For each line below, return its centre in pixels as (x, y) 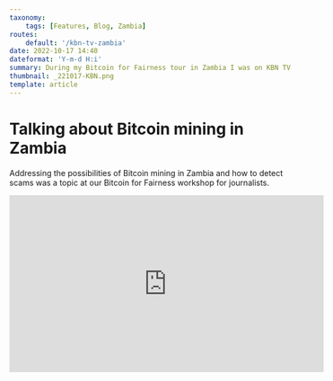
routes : (24, 34)
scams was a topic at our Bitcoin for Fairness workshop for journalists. (140, 182)
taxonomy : (28, 18)
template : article (44, 84)
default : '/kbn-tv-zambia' (76, 43)
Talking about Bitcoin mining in (127, 129)
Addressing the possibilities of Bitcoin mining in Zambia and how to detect (146, 173)
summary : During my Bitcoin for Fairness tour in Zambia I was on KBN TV (150, 68)
